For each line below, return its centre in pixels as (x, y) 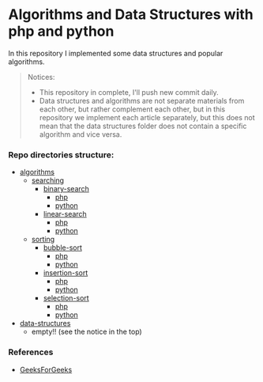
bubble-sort (63, 248)
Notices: (41, 77)
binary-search (66, 189)
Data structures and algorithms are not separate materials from (142, 100)
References (31, 352)
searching (48, 180)
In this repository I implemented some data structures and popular (116, 53)
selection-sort (66, 298)
